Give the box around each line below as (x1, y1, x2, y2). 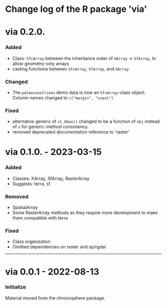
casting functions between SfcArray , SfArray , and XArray (12, 66, 129, 72)
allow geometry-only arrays (12, 61, 69, 67)
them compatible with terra (12, 215, 68, 221)
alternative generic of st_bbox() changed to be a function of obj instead (12, 118, 160, 125)
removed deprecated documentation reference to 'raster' (12, 129, 130, 135)
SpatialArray (12, 205, 38, 211)
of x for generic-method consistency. (12, 124, 89, 130)
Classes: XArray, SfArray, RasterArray (12, 175, 89, 181)
